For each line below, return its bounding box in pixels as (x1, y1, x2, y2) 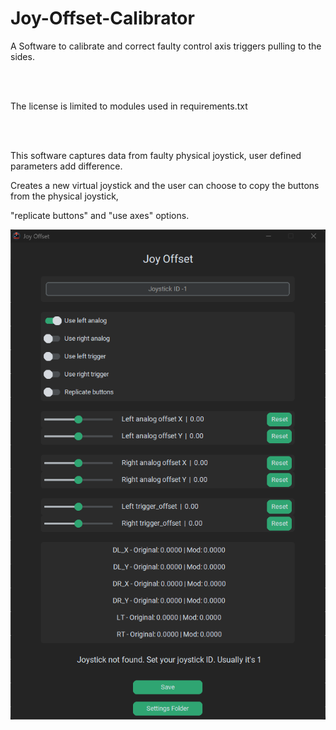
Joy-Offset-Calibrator (10, 7, 195, 30)
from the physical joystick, (10, 190, 119, 202)
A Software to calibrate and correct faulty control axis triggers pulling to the (10, 40, 322, 52)
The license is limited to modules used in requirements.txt (10, 100, 248, 112)
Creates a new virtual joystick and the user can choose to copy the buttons (10, 179, 320, 191)
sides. (10, 50, 35, 62)
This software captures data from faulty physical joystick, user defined (10, 149, 302, 161)
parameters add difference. (10, 160, 123, 172)
